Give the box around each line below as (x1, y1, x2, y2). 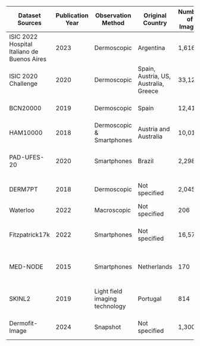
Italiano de (9, 48, 39, 55)
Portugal (137, 295, 162, 303)
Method (102, 19, 125, 27)
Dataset (18, 11, 41, 20)
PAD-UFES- (9, 153, 45, 161)
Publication (55, 11, 89, 20)
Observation (95, 11, 132, 20)
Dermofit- (9, 319, 38, 327)
